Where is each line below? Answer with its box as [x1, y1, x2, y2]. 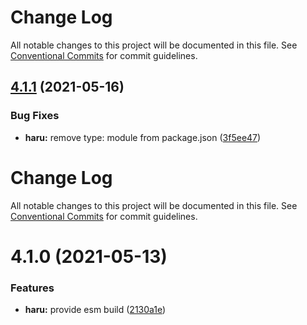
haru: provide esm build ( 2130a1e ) [24, 304, 167, 316]
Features [10, 281, 55, 295]
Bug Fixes [10, 109, 60, 123]
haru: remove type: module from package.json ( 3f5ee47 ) [24, 131, 262, 143]
